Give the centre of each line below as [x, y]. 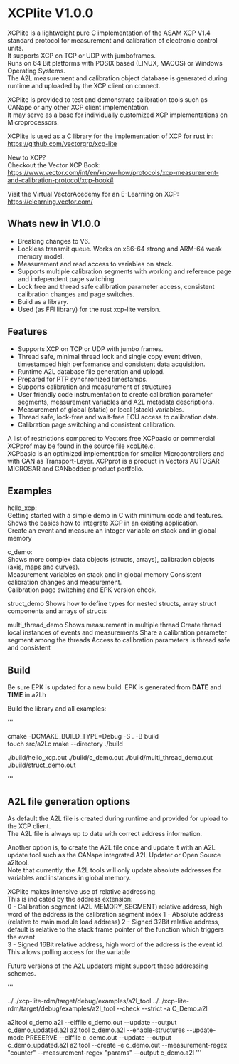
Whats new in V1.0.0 [54, 224]
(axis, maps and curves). [44, 567]
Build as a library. [43, 301]
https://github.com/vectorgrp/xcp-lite [62, 143]
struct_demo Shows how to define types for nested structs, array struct [112, 604]
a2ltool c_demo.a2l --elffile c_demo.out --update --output [92, 1022]
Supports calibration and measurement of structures [95, 387]
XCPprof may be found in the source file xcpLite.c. [81, 446]
